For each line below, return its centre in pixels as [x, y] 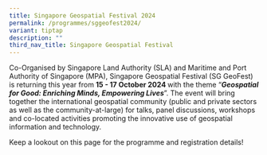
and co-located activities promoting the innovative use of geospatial [121, 118]
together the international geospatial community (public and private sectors [133, 102]
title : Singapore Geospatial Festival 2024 [82, 15]
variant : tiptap [36, 30]
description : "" [36, 38]
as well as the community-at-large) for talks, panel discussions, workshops [132, 110]
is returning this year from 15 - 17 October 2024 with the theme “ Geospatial [134, 85]
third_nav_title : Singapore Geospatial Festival [91, 45]
